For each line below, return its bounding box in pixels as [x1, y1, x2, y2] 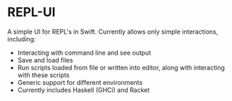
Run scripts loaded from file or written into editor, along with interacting [17, 63, 226, 72]
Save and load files [17, 55, 73, 64]
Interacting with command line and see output [17, 48, 152, 57]
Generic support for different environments [17, 78, 143, 86]
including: [7, 34, 37, 43]
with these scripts [17, 71, 70, 79]
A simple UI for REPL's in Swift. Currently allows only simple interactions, [7, 27, 219, 36]
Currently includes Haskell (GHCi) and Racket [17, 86, 150, 94]
